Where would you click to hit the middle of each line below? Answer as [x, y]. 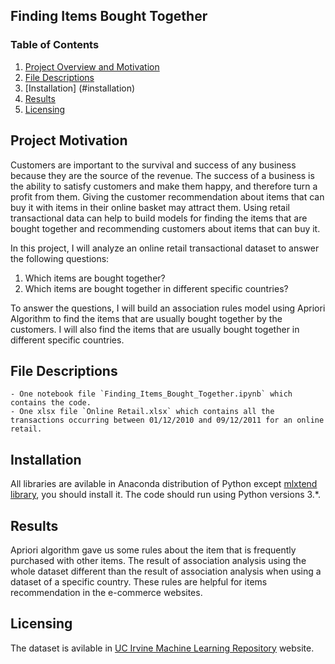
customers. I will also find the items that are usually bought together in [155, 329]
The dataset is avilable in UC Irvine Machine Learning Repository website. [162, 648]
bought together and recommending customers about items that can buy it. [165, 228]
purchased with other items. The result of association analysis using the [158, 560]
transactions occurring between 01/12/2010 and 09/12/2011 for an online [167, 420]
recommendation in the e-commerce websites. [106, 592]
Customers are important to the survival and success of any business [153, 165]
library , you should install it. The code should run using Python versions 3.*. [165, 495]
